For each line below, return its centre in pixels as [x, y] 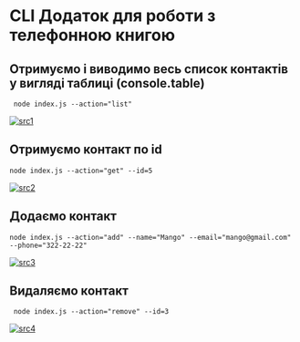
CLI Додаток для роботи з [113, 16]
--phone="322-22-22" [49, 245]
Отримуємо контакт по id [86, 150]
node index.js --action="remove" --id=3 [91, 312]
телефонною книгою [93, 35]
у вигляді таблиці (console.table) [107, 83]
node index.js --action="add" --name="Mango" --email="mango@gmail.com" [150, 237]
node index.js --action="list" [72, 104]
